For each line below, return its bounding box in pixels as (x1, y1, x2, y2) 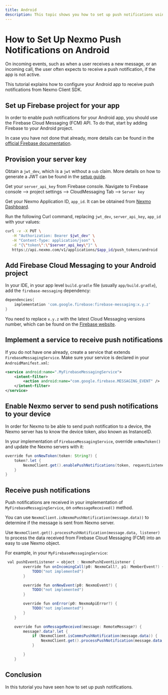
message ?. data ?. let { (23, 629, 68, 634)
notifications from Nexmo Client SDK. (5, 86, 82, 93)
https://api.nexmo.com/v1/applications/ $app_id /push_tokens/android (11, 247, 157, 252)
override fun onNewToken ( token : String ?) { (5, 453, 97, 458)
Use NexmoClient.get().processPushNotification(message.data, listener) (5, 530, 160, 536)
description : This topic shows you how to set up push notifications (5, 12, 153, 17)
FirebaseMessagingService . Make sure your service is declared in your (5, 354, 149, 360)
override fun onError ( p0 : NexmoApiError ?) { (23, 601, 117, 606)
